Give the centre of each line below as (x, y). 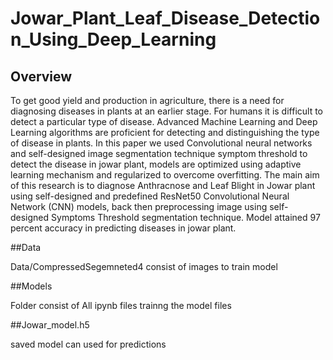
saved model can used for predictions (88, 344)
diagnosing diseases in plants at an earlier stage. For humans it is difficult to (166, 111)
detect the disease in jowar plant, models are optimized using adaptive (156, 164)
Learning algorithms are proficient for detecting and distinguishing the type (165, 132)
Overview (41, 76)
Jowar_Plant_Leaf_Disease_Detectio (165, 18)
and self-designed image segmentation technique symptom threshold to (159, 153)
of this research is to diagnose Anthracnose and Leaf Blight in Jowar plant (163, 185)
